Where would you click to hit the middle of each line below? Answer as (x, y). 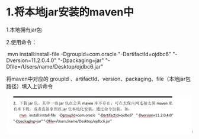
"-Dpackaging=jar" (81, 60)
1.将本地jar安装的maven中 (70, 12)
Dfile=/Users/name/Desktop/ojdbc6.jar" (55, 66)
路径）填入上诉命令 (30, 86)
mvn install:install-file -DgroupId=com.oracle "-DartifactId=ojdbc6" (89, 54)
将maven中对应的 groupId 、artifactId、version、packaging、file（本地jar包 (99, 79)
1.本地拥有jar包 (24, 30)
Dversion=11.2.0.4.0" (31, 60)
